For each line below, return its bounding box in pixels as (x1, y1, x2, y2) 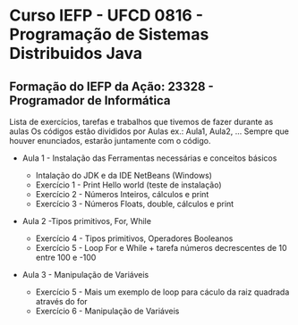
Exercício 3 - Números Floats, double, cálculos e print (35, 198, 234, 209)
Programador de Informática (9, 93, 171, 108)
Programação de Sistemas (9, 24, 209, 45)
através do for (35, 296, 88, 306)
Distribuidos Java (9, 44, 143, 63)
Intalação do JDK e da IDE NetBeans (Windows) (35, 171, 213, 180)
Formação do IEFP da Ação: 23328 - (9, 79, 215, 94)
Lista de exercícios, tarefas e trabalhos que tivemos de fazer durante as (9, 117, 274, 127)
